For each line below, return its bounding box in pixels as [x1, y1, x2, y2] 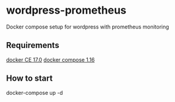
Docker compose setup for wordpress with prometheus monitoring [6, 23, 169, 30]
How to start [6, 74, 53, 84]
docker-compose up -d [6, 89, 63, 96]
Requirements [6, 40, 59, 50]
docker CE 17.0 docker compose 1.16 [6, 56, 95, 63]
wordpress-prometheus [6, 4, 126, 17]
